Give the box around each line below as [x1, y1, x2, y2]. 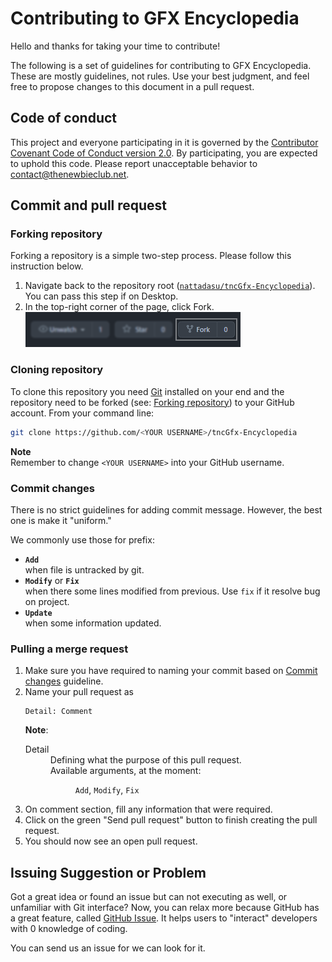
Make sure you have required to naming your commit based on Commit [24, 665, 318, 677]
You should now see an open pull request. [24, 835, 198, 847]
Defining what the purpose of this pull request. [49, 754, 242, 766]
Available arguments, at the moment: [49, 765, 202, 777]
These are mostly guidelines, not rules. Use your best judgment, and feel [10, 70, 310, 82]
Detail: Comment [24, 707, 93, 717]
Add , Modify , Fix [74, 784, 140, 796]
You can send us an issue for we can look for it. [10, 942, 206, 954]
